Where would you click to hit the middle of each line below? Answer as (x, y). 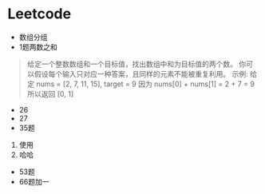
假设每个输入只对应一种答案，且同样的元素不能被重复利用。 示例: (141, 73)
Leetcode (40, 14)
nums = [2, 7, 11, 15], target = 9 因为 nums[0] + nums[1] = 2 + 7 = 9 (145, 84)
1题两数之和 (38, 47)
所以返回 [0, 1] (50, 93)
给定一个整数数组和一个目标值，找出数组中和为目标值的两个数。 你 (136, 64)
